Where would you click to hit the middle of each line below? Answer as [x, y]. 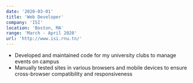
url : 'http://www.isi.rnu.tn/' [44, 39]
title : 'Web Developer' [35, 17]
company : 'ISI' [25, 22]
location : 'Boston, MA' [35, 28]
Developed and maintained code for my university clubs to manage [95, 55]
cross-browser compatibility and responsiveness [73, 74]
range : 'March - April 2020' [42, 33]
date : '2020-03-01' [30, 11]
